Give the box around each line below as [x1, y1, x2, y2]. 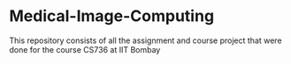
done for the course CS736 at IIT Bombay [9, 44, 161, 54]
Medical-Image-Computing [9, 6, 215, 26]
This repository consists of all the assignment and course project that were [9, 35, 282, 46]
